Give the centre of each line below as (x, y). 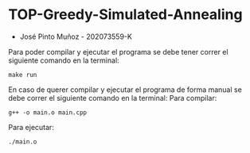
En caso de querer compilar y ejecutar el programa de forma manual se (125, 90)
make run (23, 75)
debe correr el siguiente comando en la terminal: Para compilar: (113, 98)
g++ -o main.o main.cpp (48, 113)
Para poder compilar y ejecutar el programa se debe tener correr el (118, 52)
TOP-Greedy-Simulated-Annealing (125, 15)
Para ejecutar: (31, 127)
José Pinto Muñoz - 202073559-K (76, 36)
